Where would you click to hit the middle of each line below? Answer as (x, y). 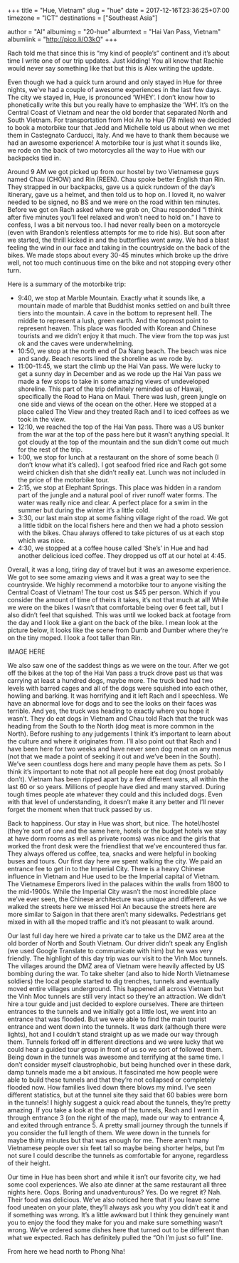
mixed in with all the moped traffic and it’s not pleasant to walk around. (111, 922)
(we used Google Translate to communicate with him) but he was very (110, 951)
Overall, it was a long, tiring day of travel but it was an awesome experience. (119, 569)
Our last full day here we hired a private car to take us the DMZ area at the (116, 935)
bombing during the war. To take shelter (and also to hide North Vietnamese (118, 974)
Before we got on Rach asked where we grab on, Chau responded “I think (115, 209)
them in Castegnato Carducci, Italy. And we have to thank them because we (118, 135)
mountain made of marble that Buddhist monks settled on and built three (124, 305)
